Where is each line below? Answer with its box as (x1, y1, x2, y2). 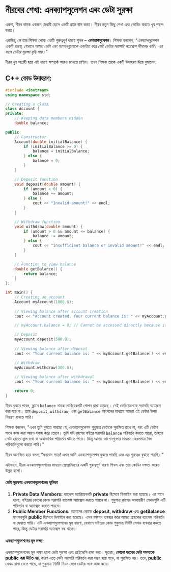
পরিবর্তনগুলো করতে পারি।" (5, 441, 44, 447)
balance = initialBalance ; (32, 148, 90, 154)
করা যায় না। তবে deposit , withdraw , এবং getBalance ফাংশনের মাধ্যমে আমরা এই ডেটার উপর (5, 408, 157, 414)
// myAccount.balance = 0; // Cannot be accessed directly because (14, 323, 160, 328)
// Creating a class (5, 102, 49, 107)
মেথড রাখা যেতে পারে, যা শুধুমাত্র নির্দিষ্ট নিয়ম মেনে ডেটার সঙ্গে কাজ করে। (5, 561, 110, 567)
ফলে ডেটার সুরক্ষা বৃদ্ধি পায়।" (5, 48, 48, 55)
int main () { (5, 290, 33, 295)
